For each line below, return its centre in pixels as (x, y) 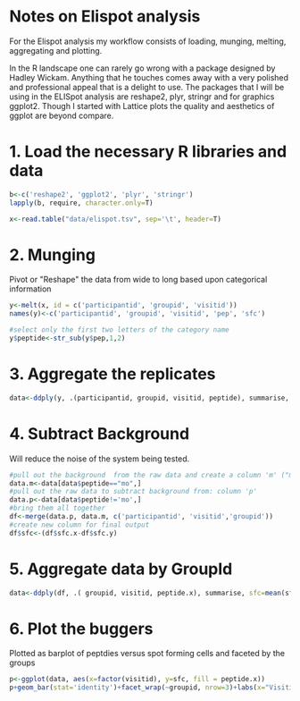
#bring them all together (57, 508)
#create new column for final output (79, 525)
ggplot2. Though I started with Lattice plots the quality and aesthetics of (142, 106)
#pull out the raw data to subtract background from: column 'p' (133, 492)
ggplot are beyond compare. (62, 115)
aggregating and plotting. (56, 50)
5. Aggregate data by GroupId (121, 569)
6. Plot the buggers (81, 629)
